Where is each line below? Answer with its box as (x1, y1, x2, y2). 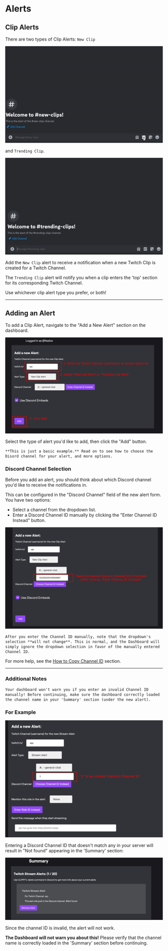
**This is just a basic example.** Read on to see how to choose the (5, 448, 153, 453)
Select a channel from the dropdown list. (12, 507, 96, 513)
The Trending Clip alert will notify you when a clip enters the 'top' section (5, 275, 157, 281)
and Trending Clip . (5, 148, 45, 154)
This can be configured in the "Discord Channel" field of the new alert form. (5, 492, 161, 498)
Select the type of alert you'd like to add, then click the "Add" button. (5, 438, 147, 444)
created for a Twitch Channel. (5, 265, 66, 271)
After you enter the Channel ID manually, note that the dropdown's (5, 634, 151, 639)
